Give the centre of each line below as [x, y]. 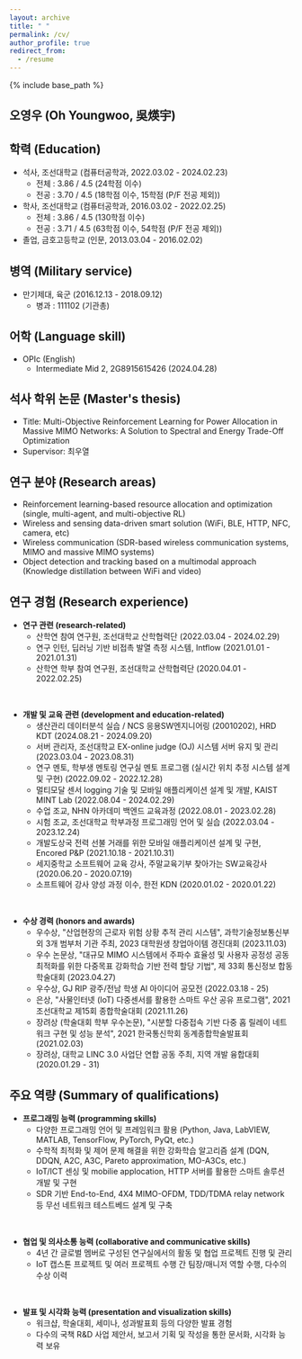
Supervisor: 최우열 [56, 451]
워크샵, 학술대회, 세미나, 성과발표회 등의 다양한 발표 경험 [134, 1323]
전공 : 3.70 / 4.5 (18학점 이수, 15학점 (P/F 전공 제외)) [128, 195]
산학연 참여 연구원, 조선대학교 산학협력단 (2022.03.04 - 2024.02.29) [158, 636]
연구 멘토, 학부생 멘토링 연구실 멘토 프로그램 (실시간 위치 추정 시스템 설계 [163, 768]
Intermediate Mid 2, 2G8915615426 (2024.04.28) [126, 368]
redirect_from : [38, 51]
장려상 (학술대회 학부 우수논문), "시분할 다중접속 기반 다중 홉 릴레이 [153, 1022]
